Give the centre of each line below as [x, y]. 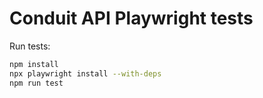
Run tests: [30, 46]
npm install [34, 64]
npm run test [36, 83]
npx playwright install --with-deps [85, 73]
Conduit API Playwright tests [131, 18]
